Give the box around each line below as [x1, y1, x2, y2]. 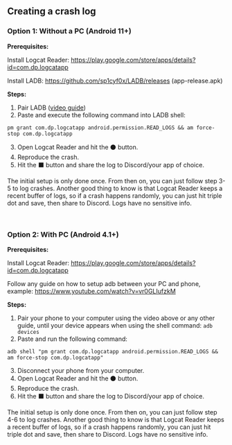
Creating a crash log [7, 6, 96, 17]
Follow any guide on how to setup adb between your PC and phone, [7, 279, 201, 287]
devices [17, 328, 39, 335]
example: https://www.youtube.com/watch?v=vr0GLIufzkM [7, 287, 177, 295]
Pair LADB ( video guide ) [17, 103, 87, 112]
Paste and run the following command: [17, 335, 128, 343]
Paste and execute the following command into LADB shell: [17, 110, 186, 119]
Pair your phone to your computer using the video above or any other [17, 314, 215, 322]
